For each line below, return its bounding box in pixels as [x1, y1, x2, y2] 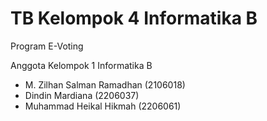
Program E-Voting [10, 40, 84, 52]
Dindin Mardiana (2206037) [24, 89, 140, 101]
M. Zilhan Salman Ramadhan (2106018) [24, 78, 186, 91]
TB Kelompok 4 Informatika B [10, 7, 258, 30]
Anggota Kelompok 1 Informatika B [10, 59, 153, 71]
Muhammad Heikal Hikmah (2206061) [24, 100, 182, 112]
